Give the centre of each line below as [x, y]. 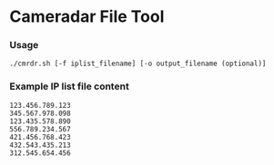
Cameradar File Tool [87, 17]
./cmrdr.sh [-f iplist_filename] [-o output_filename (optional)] [138, 64]
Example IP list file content [69, 86]
